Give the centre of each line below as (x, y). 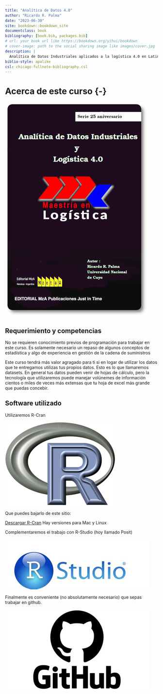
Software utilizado (33, 403)
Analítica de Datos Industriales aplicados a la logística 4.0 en (78, 56)
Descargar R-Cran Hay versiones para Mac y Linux (56, 522)
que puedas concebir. (27, 388)
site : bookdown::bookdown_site (37, 26)
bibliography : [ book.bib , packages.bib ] (47, 36)
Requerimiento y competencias (53, 331)
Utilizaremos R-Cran (25, 415)
